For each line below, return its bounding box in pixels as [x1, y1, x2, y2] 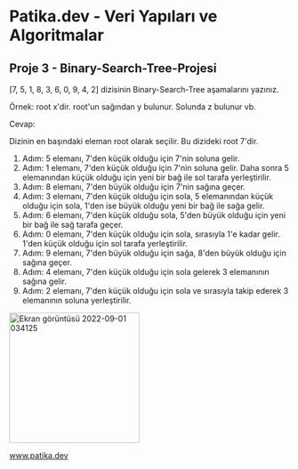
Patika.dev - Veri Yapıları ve [9, 6, 218, 27]
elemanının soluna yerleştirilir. [21, 295, 132, 305]
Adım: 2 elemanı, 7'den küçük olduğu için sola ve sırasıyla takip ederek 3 [21, 286, 289, 295]
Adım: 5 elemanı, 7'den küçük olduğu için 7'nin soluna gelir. [21, 153, 240, 164]
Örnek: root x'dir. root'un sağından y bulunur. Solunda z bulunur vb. [9, 101, 256, 112]
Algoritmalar [9, 25, 104, 45]
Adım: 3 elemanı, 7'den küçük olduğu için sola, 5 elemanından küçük [21, 191, 274, 201]
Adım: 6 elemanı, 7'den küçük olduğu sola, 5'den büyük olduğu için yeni [21, 210, 286, 220]
